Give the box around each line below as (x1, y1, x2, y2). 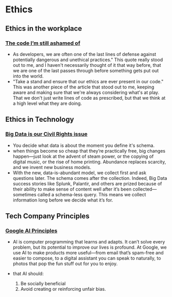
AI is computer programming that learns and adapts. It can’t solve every (12, 239, 165, 245)
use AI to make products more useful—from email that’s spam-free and (12, 250, 164, 256)
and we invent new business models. (12, 164, 92, 170)
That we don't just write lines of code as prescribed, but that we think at (12, 95, 166, 101)
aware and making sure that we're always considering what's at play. (12, 89, 160, 96)
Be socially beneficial (20, 281, 66, 287)
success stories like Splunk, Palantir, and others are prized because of (12, 180, 162, 187)
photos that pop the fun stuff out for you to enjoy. (12, 261, 118, 267)
